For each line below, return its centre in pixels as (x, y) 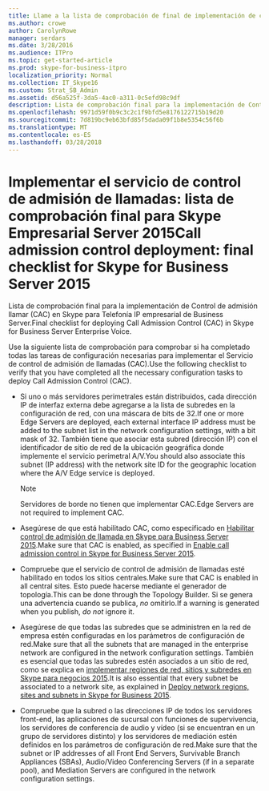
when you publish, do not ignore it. (77, 612)
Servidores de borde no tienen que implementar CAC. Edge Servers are (137, 504)
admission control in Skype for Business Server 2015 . (108, 554)
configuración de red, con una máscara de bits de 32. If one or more (132, 414)
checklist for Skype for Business (118, 267)
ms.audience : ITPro (41, 53)
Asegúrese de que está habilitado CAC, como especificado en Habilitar (137, 528)
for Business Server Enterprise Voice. (70, 331)
